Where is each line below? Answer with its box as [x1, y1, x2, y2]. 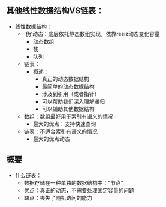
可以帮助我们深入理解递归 [41, 98, 105, 105]
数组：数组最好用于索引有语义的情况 [23, 113, 114, 120]
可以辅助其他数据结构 [41, 105, 95, 112]
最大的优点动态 [32, 135, 70, 142]
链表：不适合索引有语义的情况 [23, 128, 98, 135]
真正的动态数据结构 [41, 75, 90, 82]
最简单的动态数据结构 [41, 83, 95, 90]
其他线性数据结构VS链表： [6, 5, 104, 16]
